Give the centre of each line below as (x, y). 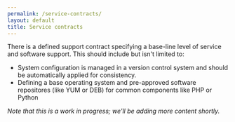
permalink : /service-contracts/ (54, 14)
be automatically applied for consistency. (77, 75)
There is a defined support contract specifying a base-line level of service (115, 47)
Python (28, 97)
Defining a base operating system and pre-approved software (107, 83)
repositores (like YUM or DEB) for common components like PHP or (115, 90)
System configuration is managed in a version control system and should (123, 68)
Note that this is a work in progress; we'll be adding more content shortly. (114, 111)
